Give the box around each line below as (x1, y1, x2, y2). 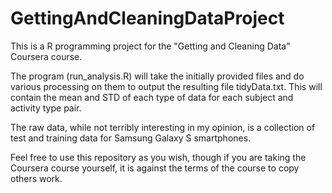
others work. (10, 172, 63, 184)
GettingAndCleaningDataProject (10, 7, 285, 30)
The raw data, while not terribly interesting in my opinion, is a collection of (10, 121, 316, 133)
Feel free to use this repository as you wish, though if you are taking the (10, 151, 307, 163)
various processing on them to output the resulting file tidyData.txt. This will (10, 80, 323, 92)
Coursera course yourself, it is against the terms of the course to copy (10, 162, 300, 174)
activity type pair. (10, 102, 82, 114)
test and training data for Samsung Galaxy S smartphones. (10, 132, 252, 144)
